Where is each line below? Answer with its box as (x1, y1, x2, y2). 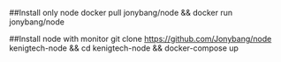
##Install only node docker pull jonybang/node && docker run (9, 8, 233, 17)
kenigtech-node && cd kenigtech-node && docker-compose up (9, 43, 239, 53)
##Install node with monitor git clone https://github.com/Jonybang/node (9, 34, 272, 44)
